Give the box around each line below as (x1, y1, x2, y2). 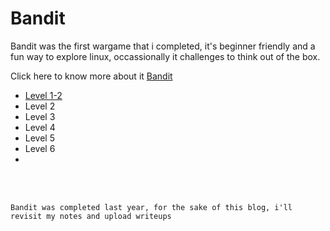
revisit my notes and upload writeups (10, 211, 172, 221)
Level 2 (24, 100, 56, 112)
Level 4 (24, 121, 56, 133)
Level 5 (24, 132, 55, 144)
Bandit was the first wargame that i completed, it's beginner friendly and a (10, 40, 316, 52)
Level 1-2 (24, 89, 63, 101)
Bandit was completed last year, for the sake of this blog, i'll (10, 202, 293, 212)
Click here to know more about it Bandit (10, 70, 173, 82)
